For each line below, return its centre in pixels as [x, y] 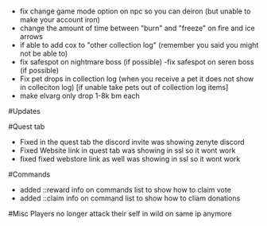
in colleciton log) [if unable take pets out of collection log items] [124, 88]
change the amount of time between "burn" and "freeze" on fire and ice [137, 28]
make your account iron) [60, 20]
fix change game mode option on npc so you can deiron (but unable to [135, 11]
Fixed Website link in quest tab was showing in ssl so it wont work [128, 150]
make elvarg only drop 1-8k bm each [80, 96]
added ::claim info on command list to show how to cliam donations [130, 198]
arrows [31, 37]
